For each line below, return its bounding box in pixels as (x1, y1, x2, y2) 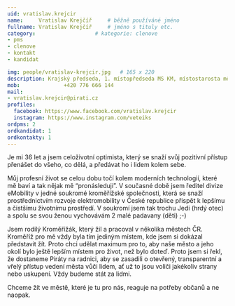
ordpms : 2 (7, 121, 36, 128)
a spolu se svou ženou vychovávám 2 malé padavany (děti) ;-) (7, 211, 187, 220)
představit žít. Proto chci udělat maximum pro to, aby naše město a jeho (7, 240, 214, 248)
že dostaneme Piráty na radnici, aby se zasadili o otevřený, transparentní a (7, 255, 222, 263)
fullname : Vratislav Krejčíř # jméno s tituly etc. (7, 23, 173, 30)
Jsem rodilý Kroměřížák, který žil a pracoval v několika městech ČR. (7, 225, 203, 234)
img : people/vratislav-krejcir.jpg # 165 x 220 (7, 68, 155, 76)
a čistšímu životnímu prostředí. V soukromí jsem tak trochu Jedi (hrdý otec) (7, 204, 224, 213)
